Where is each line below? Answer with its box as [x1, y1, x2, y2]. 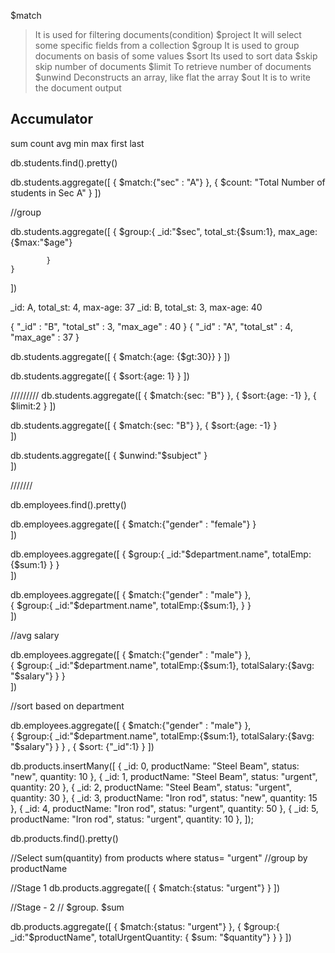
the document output [34, 82, 122, 94]
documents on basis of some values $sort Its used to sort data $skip [34, 50, 318, 62]
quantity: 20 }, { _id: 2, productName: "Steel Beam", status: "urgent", [10, 781, 292, 793]
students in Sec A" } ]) [10, 186, 102, 199]
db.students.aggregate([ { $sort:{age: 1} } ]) [10, 370, 190, 382]
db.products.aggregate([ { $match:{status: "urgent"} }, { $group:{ [10, 920, 280, 932]
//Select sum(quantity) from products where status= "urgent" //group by [10, 851, 308, 864]
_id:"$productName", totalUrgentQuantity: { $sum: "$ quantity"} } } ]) [10, 931, 292, 943]
